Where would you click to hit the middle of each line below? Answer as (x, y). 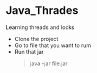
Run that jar (29, 51)
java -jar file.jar (48, 63)
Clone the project (36, 39)
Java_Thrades (42, 11)
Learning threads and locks (40, 27)
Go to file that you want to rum (53, 45)
